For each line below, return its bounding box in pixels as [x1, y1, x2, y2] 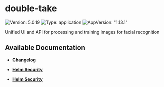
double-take [5, 3, 57, 14]
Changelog [12, 57, 36, 63]
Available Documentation [5, 43, 86, 52]
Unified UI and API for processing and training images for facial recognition [5, 29, 160, 35]
